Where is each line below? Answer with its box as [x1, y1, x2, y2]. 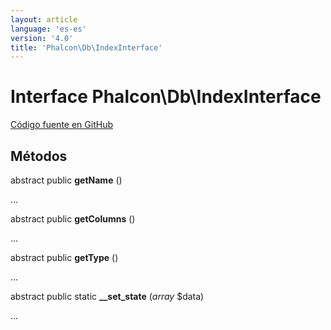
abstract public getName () [10, 174, 123, 186]
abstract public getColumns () [10, 213, 136, 225]
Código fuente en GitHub [10, 119, 113, 131]
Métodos [10, 147, 68, 165]
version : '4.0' [10, 33, 74, 43]
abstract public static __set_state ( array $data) [10, 291, 205, 302]
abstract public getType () [10, 252, 119, 263]
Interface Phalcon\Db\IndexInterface [10, 86, 322, 108]
